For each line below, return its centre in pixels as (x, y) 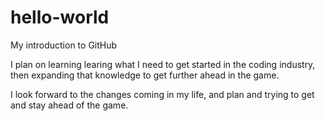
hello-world (60, 17)
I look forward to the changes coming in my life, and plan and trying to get (162, 94)
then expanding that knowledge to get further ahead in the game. (145, 75)
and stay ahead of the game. (69, 105)
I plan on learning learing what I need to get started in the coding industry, (163, 64)
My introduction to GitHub (64, 45)
